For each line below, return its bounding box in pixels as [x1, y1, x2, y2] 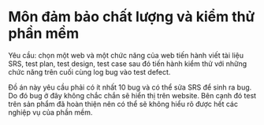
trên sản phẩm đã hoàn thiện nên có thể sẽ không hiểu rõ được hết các [8, 99, 239, 108]
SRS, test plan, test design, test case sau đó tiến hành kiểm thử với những [8, 59, 247, 68]
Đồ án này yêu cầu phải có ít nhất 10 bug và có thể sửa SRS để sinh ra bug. [8, 83, 252, 92]
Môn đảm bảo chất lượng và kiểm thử [8, 8, 255, 26]
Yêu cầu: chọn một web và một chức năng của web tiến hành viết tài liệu [8, 50, 244, 60]
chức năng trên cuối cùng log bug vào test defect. [8, 67, 171, 76]
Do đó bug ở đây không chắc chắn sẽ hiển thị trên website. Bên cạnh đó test [8, 90, 257, 100]
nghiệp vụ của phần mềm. [8, 107, 93, 117]
